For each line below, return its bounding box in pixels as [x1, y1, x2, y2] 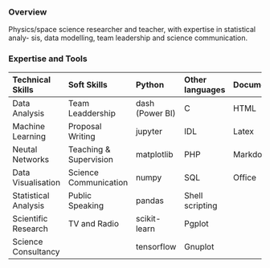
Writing [67, 131, 96, 142]
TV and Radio [67, 217, 119, 229]
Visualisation [12, 177, 61, 188]
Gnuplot [184, 241, 215, 252]
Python [135, 79, 165, 90]
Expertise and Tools [8, 53, 88, 64]
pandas [135, 195, 165, 206]
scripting [184, 200, 218, 211]
